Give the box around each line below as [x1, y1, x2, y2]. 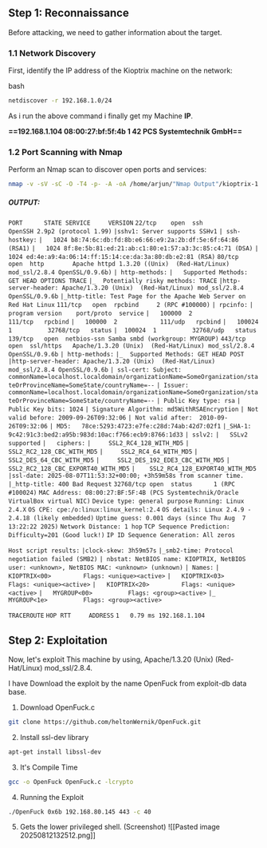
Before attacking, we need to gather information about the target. [8, 27, 222, 37]
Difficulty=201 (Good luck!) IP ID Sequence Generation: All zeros [8, 531, 235, 539]
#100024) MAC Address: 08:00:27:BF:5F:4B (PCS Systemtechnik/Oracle [8, 489, 239, 497]
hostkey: [8, 236, 37, 245]
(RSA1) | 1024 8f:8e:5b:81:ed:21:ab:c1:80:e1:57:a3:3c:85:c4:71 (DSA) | [8, 245, 259, 253]
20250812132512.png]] [19, 830, 96, 840]
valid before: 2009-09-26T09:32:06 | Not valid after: [8, 414, 193, 422]
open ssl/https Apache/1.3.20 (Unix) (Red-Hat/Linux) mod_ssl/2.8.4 [8, 342, 255, 350]
